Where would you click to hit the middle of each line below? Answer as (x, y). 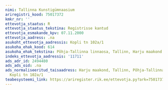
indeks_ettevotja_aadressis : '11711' (44, 56)
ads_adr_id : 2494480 (27, 61)
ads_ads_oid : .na (23, 65)
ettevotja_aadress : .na (30, 38)
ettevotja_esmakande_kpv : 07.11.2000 (44, 33)
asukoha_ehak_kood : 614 (30, 47)
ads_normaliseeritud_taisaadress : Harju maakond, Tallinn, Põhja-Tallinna (85, 70)
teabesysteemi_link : (27, 79)
